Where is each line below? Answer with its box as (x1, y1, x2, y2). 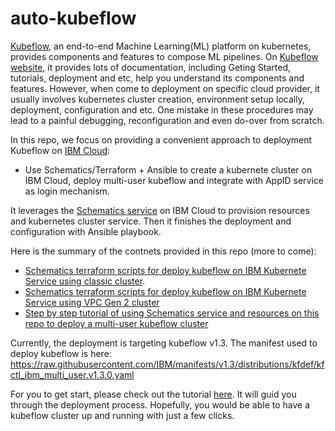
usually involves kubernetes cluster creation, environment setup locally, (10, 93, 305, 105)
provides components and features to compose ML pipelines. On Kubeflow (10, 50, 319, 62)
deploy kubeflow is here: (10, 347, 112, 359)
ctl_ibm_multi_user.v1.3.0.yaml (10, 368, 135, 381)
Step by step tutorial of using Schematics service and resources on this (24, 307, 320, 319)
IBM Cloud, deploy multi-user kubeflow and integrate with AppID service (24, 174, 325, 186)
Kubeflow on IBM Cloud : (10, 144, 111, 156)
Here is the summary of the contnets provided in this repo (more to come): (10, 245, 317, 257)
